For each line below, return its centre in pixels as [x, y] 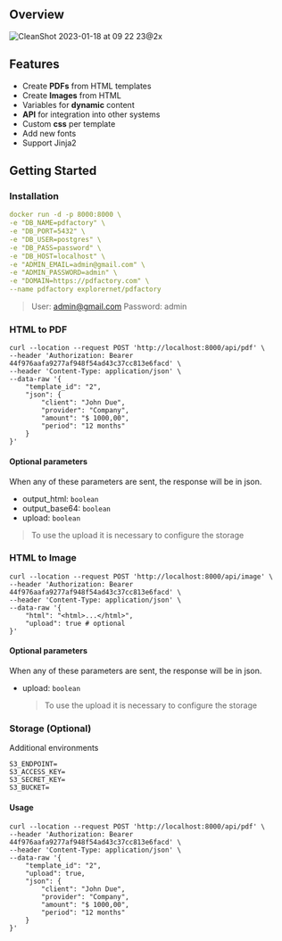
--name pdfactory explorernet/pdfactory [86, 289]
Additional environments [54, 748]
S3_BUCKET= [29, 788]
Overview [37, 15]
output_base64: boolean [66, 508]
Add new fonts [49, 133]
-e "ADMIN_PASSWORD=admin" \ [63, 273]
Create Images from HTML [72, 95]
